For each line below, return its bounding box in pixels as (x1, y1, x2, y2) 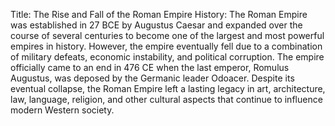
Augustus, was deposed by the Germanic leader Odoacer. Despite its (10, 72, 295, 84)
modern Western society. (10, 104, 115, 116)
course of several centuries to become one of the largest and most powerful (10, 30, 325, 41)
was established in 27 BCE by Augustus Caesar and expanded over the (10, 19, 303, 31)
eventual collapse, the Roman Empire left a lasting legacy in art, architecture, (10, 83, 326, 94)
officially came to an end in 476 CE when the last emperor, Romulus (10, 62, 290, 73)
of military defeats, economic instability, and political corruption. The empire (10, 51, 325, 63)
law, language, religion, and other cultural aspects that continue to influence (10, 94, 323, 105)
